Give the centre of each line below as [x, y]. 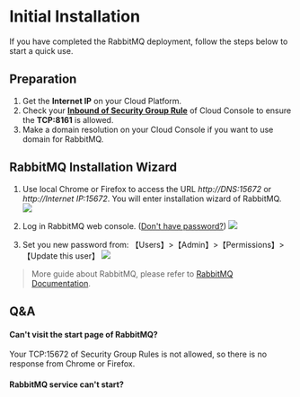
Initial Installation [75, 17]
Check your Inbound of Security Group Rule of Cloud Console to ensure [157, 110]
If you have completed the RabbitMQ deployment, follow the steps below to [149, 41]
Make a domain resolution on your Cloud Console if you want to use [148, 129]
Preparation [43, 79]
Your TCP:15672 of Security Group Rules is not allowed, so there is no [138, 354]
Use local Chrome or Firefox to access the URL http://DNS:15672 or [147, 189]
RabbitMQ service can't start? [66, 384]
